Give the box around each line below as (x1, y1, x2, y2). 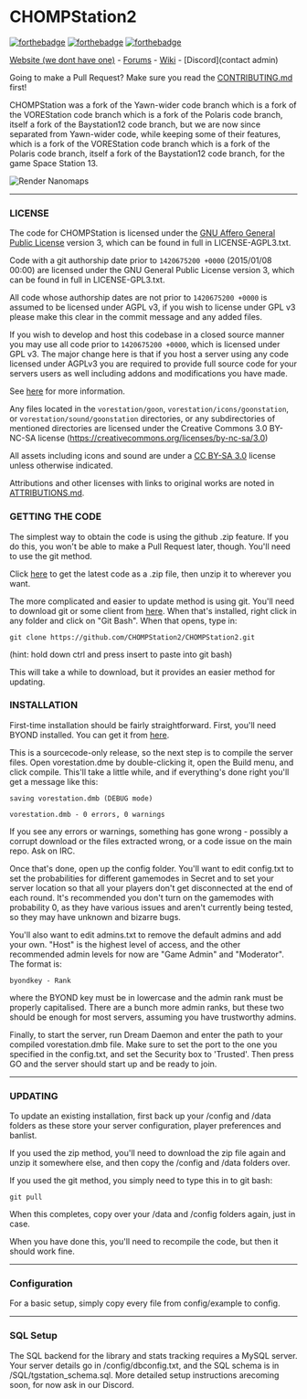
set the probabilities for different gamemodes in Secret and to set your (9, 873, 274, 884)
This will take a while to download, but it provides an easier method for (9, 666, 276, 677)
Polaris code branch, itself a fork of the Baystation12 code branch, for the (9, 148, 285, 159)
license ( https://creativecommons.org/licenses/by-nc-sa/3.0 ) (37, 432, 269, 444)
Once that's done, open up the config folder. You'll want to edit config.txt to (9, 863, 294, 874)
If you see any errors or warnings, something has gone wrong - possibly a (9, 825, 289, 837)
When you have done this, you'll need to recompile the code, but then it (9, 1236, 279, 1247)
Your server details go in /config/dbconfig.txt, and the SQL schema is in (9, 1360, 280, 1371)
